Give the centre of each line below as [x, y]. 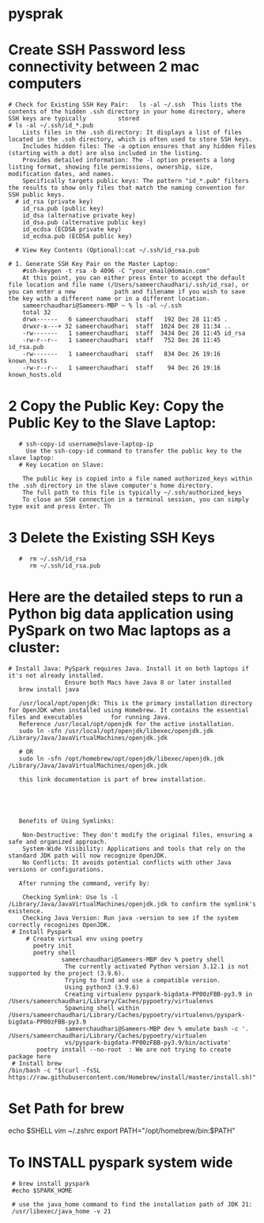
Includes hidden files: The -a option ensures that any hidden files [140, 146]
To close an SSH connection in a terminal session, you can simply [136, 499]
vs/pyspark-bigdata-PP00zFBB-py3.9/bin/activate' [148, 1043]
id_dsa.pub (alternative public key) [85, 222]
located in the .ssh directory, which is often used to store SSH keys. [130, 139]
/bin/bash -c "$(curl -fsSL [55, 1070]
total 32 [37, 313]
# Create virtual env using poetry [85, 939]
